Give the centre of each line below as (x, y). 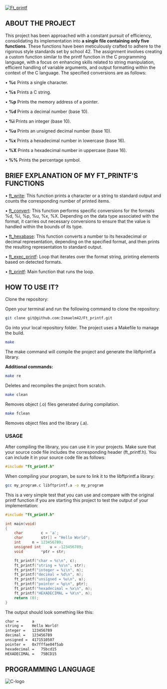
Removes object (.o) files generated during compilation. (62, 404)
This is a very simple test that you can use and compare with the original (80, 495)
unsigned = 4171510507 (30, 640)
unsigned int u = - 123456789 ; (49, 547)
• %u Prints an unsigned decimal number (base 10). (58, 131)
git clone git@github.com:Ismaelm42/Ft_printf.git (59, 318)
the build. (15, 333)
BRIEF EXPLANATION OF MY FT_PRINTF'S (72, 176)
